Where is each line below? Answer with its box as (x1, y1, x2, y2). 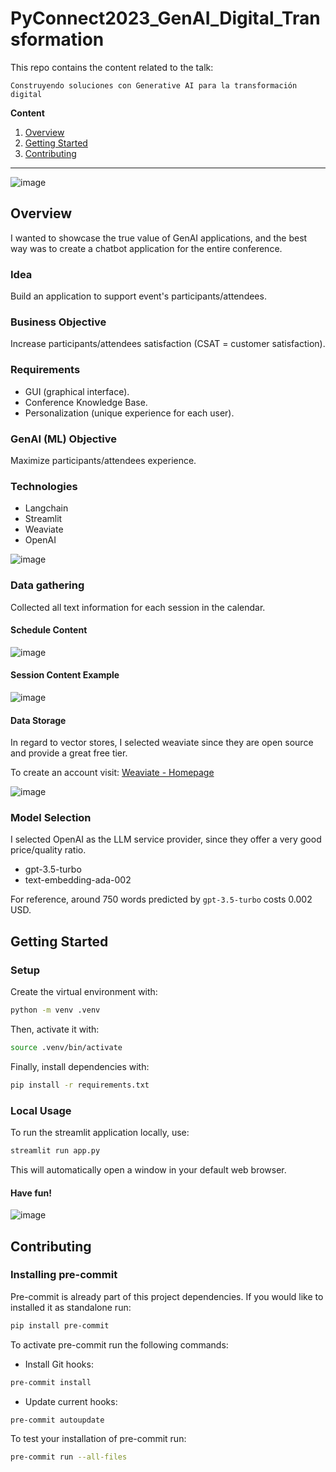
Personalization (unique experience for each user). (24, 407, 235, 419)
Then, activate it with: (10, 1023, 100, 1035)
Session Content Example (10, 669, 120, 681)
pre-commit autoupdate (10, 1415, 105, 1425)
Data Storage (10, 714, 67, 726)
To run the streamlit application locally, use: (10, 1127, 190, 1139)
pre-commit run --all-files (10, 1452, 128, 1462)
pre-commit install (10, 1377, 92, 1387)
